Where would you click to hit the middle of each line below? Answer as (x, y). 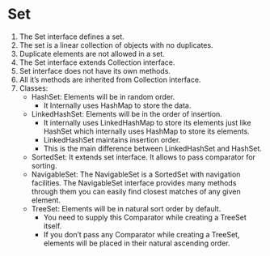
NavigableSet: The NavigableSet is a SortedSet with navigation (136, 174)
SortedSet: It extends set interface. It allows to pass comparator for (143, 157)
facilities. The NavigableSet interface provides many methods (134, 182)
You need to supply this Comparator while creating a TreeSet (145, 217)
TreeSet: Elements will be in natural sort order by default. (126, 208)
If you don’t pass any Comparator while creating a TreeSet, (141, 234)
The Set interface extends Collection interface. (97, 62)
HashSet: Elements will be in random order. (103, 96)
